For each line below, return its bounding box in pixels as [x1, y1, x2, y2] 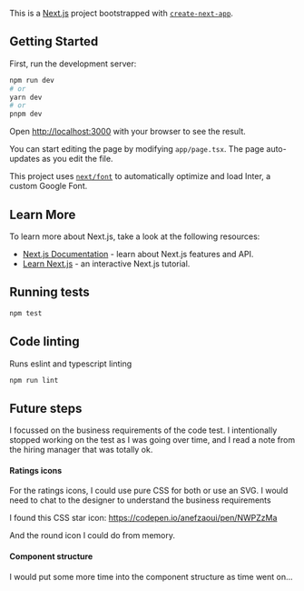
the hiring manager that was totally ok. [9, 445, 153, 456]
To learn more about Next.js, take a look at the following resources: [9, 231, 260, 242]
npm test [9, 308, 43, 317]
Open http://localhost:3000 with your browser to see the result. [9, 126, 247, 137]
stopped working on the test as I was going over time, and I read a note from [9, 435, 296, 446]
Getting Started [9, 34, 99, 49]
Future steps [9, 400, 83, 416]
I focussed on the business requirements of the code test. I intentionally [9, 425, 278, 436]
